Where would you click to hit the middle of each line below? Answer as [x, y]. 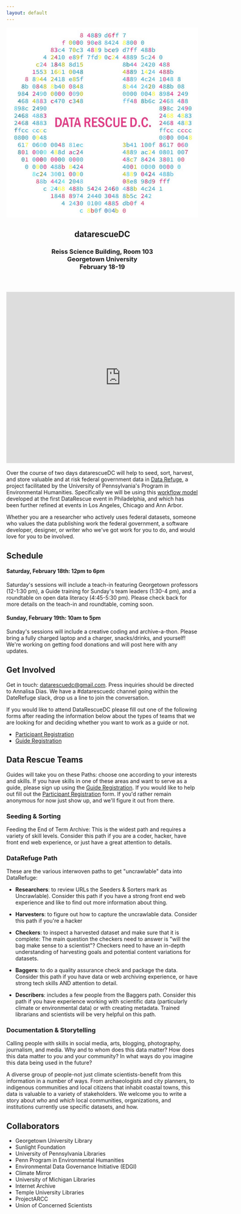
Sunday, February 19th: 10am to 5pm [54, 618]
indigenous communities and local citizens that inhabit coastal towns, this [98, 1087]
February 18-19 [102, 267]
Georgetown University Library [54, 1141]
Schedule [25, 556]
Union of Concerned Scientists [54, 1205]
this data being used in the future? [49, 1063]
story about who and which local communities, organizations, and [89, 1100]
